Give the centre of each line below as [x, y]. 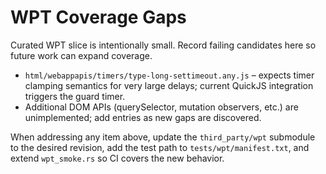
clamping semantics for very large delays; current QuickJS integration [169, 85]
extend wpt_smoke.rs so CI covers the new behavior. [117, 158]
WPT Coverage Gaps [98, 17]
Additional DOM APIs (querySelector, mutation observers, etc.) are [161, 107]
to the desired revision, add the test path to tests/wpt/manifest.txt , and [160, 147]
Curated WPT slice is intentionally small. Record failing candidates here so [163, 45]
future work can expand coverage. [81, 55]
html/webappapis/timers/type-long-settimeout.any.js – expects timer [169, 75]
